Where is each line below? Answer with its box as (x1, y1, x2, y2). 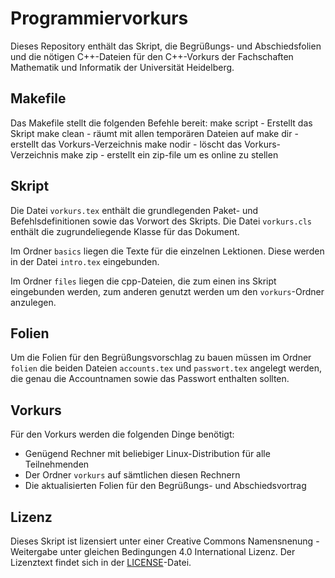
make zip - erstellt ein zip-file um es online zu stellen (60, 148, 279, 161)
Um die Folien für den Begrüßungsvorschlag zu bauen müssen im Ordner (10, 352, 312, 364)
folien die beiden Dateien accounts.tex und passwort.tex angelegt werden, (10, 362, 323, 374)
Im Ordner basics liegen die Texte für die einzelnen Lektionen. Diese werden (10, 245, 325, 257)
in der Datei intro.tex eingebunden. (10, 255, 160, 267)
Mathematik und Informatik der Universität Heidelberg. (10, 61, 235, 73)
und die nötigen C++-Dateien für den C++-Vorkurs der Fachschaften (10, 50, 294, 62)
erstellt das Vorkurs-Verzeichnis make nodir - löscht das (10, 138, 243, 150)
